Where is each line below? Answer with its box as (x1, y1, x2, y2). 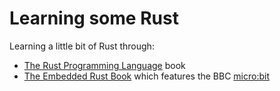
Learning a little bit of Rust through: (9, 40, 155, 52)
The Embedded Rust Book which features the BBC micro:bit (23, 70, 270, 82)
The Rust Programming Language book (23, 59, 186, 71)
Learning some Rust (9, 7, 179, 30)
